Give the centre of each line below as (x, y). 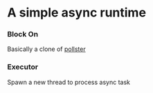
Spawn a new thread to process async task (69, 82)
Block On (23, 34)
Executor (23, 67)
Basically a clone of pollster (46, 49)
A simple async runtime (77, 13)
